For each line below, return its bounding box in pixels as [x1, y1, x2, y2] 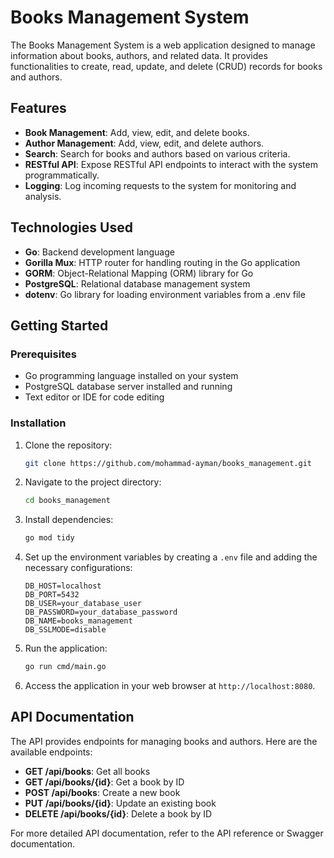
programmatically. [24, 169, 100, 181]
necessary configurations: [24, 562, 133, 574]
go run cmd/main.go [24, 662, 107, 672]
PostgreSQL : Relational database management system [24, 277, 251, 290]
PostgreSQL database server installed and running [24, 381, 233, 393]
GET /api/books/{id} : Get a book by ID [24, 776, 185, 788]
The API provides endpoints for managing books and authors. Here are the [10, 735, 318, 747]
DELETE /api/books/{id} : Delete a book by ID [24, 807, 213, 820]
